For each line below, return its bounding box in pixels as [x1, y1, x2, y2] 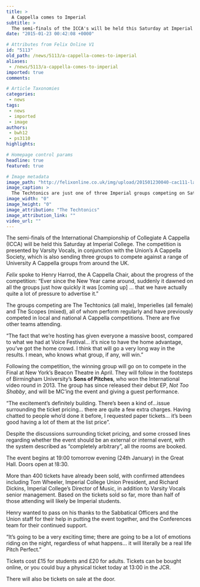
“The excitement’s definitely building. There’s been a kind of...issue [6, 400, 170, 407]
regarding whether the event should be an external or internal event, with [6, 436, 186, 444]
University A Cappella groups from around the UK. [6, 260, 130, 267]
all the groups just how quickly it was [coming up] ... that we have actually [6, 284, 187, 291]
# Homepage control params [6, 152, 73, 158]
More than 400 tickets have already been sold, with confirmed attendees [6, 472, 185, 480]
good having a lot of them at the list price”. [6, 418, 110, 426]
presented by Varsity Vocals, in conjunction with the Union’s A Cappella [6, 247, 182, 254]
